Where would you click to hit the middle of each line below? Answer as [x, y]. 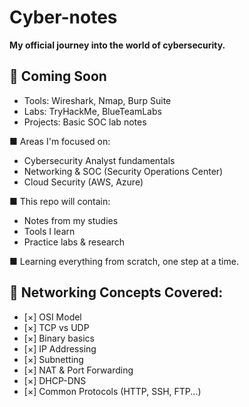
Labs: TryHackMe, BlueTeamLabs [92, 111]
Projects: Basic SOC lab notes [85, 122]
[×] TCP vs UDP [56, 327]
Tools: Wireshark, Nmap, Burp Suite [97, 100]
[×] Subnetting [53, 359]
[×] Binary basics [59, 338]
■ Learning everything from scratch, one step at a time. [124, 261]
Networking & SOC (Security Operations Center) [123, 171]
